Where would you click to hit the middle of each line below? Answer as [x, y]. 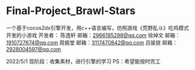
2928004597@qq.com [34, 49]
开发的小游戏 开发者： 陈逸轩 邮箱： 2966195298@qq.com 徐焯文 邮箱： [93, 35]
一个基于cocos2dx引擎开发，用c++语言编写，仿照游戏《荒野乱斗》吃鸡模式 [97, 28]
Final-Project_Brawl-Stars [71, 11]
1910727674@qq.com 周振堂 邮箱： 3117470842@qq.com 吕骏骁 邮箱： [92, 42]
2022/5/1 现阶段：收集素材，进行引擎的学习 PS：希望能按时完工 [83, 61]
